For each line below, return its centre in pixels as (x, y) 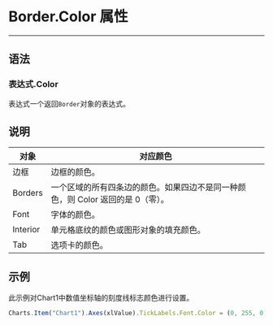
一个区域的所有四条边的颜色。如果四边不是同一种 (144, 188)
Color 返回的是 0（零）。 (123, 200)
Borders (28, 193)
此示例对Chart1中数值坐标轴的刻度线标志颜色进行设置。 (101, 298)
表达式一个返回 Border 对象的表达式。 (69, 103)
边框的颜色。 (75, 172)
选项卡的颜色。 (79, 245)
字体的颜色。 (75, 214)
